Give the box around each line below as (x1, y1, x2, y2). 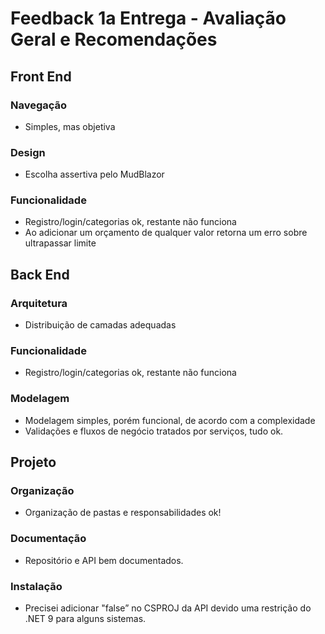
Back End (10, 266, 70, 283)
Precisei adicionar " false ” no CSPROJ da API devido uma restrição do (24, 602, 312, 614)
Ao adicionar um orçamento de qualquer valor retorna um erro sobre (24, 227, 308, 239)
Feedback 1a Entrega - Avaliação (10, 7, 287, 30)
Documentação (10, 532, 87, 546)
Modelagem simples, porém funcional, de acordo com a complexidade (24, 414, 316, 426)
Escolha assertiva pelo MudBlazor (24, 168, 165, 181)
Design (10, 145, 46, 159)
